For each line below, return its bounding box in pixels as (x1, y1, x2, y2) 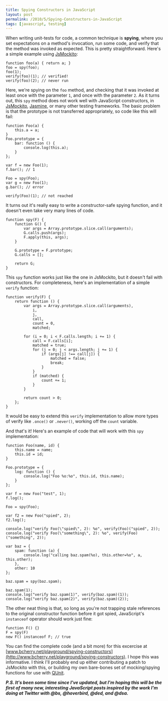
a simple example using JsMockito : (5, 51, 78, 57)
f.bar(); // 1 (5, 167, 35, 172)
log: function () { (14, 470, 55, 475)
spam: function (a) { (14, 548, 59, 554)
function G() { (14, 221, 46, 227)
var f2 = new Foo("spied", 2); (5, 513, 71, 519)
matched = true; (32, 343, 66, 348)
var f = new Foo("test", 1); (5, 492, 66, 497)
